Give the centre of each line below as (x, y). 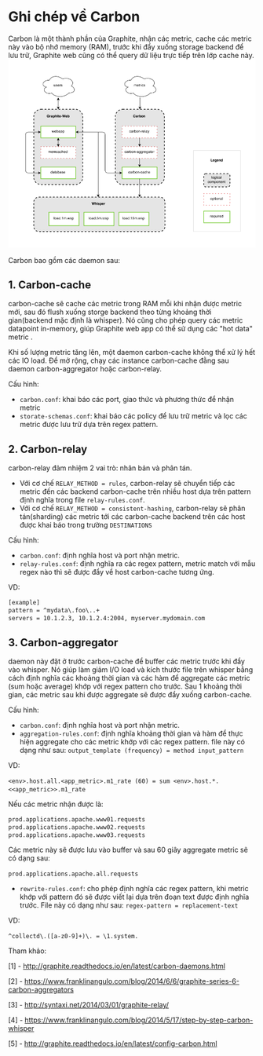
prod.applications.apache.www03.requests (77, 835)
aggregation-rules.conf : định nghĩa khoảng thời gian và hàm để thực (131, 733)
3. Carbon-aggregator (63, 643)
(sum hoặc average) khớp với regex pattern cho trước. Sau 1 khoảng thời (125, 686)
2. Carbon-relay (48, 449)
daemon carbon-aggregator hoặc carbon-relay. (85, 369)
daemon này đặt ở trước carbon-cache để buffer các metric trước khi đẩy (127, 661)
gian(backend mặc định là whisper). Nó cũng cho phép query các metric (126, 320)
